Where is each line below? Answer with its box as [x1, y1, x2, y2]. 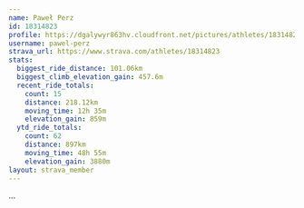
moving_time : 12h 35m [25, 106, 106, 115]
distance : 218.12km [25, 97, 99, 107]
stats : [8, 55, 34, 64]
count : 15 [25, 89, 63, 98]
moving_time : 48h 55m [25, 148, 106, 157]
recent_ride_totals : [16, 81, 94, 90]
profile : [8, 30, 42, 39]
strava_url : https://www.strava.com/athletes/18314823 [8, 47, 221, 56]
